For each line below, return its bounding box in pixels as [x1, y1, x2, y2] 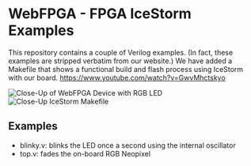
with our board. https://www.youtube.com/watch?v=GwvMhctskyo [8, 73, 226, 82]
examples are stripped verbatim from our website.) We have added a [8, 56, 233, 66]
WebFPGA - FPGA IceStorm [8, 5, 192, 23]
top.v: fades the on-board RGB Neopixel [19, 149, 151, 158]
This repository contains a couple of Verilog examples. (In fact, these [8, 47, 234, 57]
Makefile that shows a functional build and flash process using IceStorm [8, 64, 244, 74]
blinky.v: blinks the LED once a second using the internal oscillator [19, 140, 236, 150]
